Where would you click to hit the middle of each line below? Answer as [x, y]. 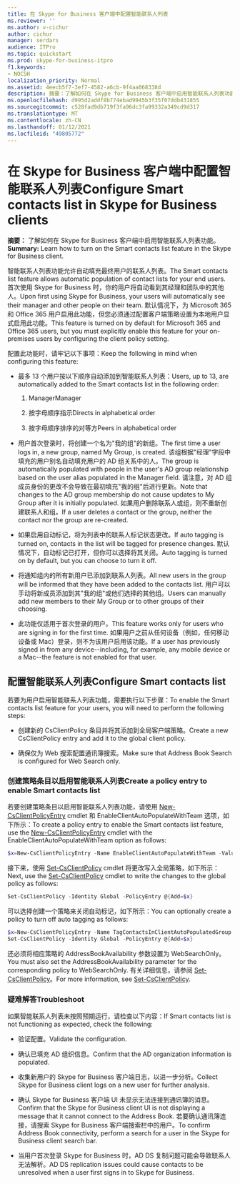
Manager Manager [55, 398]
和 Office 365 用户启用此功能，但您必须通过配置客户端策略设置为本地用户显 [119, 314]
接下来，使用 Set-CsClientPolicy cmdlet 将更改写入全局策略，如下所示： [113, 868]
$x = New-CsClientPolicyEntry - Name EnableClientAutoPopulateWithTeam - [115, 854]
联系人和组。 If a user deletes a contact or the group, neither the [118, 512]
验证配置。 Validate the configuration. [72, 1039]
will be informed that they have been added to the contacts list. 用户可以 [124, 584]
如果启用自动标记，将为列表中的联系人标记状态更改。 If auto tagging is [121, 535]
